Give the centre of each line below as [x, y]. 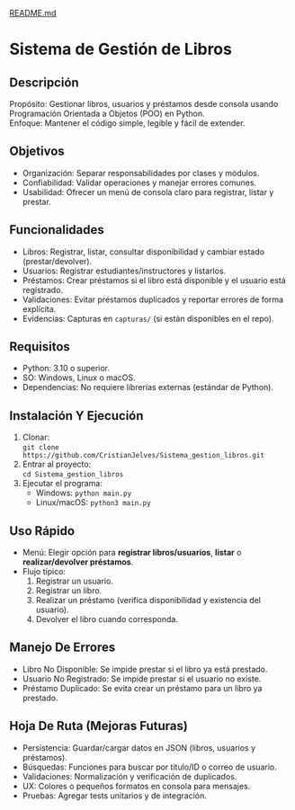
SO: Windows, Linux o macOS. [79, 378]
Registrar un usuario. [75, 581]
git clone [41, 448]
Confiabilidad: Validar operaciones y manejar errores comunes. [139, 182]
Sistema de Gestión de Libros [121, 49]
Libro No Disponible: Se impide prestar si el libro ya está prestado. [145, 669]
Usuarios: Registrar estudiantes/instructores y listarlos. [124, 271]
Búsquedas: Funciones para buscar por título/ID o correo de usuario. [149, 767]
